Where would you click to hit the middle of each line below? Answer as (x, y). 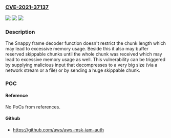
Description (20, 32)
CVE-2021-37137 (27, 7)
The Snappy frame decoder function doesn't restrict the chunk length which (86, 43)
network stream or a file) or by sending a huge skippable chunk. (73, 70)
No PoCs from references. (33, 107)
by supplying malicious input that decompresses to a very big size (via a (81, 65)
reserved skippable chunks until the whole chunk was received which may (84, 54)
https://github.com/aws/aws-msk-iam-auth (58, 130)
